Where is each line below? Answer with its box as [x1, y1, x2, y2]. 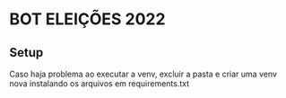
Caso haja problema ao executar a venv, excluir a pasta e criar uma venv [9, 68, 278, 79]
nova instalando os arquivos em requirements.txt [9, 78, 190, 89]
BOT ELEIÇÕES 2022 [9, 9, 166, 30]
